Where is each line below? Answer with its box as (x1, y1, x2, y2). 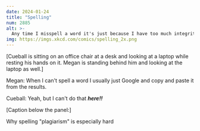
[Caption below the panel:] (6, 107, 71, 113)
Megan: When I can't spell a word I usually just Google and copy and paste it (6, 77, 194, 84)
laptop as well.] (6, 65, 43, 72)
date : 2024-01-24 (6, 8, 49, 15)
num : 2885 (6, 20, 31, 26)
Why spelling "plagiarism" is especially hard (6, 118, 114, 125)
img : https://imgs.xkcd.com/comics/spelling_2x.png (6, 36, 137, 42)
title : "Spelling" (6, 14, 52, 20)
